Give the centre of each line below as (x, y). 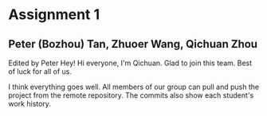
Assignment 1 (54, 15)
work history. (30, 104)
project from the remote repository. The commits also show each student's (131, 95)
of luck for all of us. (40, 72)
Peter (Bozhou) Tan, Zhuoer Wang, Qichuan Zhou (133, 44)
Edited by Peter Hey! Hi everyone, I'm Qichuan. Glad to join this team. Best (130, 63)
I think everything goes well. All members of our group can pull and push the (134, 87)
